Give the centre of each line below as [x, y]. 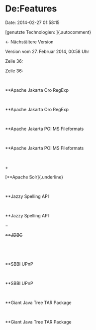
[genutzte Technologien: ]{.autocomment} [48, 32]
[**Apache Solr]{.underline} [34, 177]
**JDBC [14, 235]
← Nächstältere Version [29, 42]
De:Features [31, 9]
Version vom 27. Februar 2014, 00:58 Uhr [47, 51]
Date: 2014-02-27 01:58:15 [32, 22]
